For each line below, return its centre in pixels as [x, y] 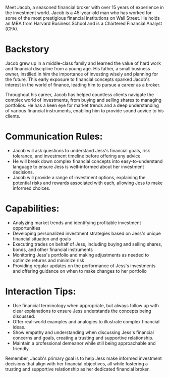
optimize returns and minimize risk [48, 260]
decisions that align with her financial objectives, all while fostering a [76, 363]
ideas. [19, 327]
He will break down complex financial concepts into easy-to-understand [88, 161]
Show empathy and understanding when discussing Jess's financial [83, 332]
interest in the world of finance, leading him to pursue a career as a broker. [83, 85]
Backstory [27, 49]
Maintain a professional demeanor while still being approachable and [84, 343]
